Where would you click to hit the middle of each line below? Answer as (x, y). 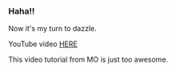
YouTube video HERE (43, 44)
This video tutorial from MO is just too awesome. (88, 60)
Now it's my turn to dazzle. (53, 29)
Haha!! (22, 11)
